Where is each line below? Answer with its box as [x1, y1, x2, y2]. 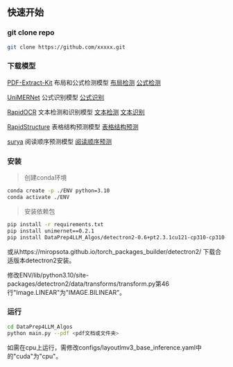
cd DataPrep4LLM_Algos [7, 323, 73, 330]
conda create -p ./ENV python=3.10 [7, 187, 110, 194]
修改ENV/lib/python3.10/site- [7, 271, 89, 279]
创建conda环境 [24, 173, 67, 182]
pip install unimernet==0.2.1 [7, 228, 95, 234]
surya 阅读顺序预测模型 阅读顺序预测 [7, 137, 112, 146]
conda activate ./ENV [7, 194, 70, 201]
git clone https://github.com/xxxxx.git [7, 44, 126, 51]
